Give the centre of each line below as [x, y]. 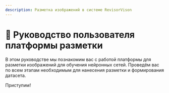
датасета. [16, 75]
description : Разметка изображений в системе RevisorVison [69, 10]
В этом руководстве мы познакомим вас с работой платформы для [78, 59]
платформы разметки [54, 45]
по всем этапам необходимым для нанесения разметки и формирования [85, 70]
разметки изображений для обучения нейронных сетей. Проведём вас [82, 65]
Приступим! [18, 85]
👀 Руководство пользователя [70, 34]
